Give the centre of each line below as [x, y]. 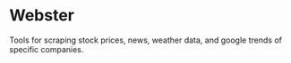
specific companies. [47, 49]
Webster [42, 16]
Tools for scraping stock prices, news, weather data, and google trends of [145, 40]
